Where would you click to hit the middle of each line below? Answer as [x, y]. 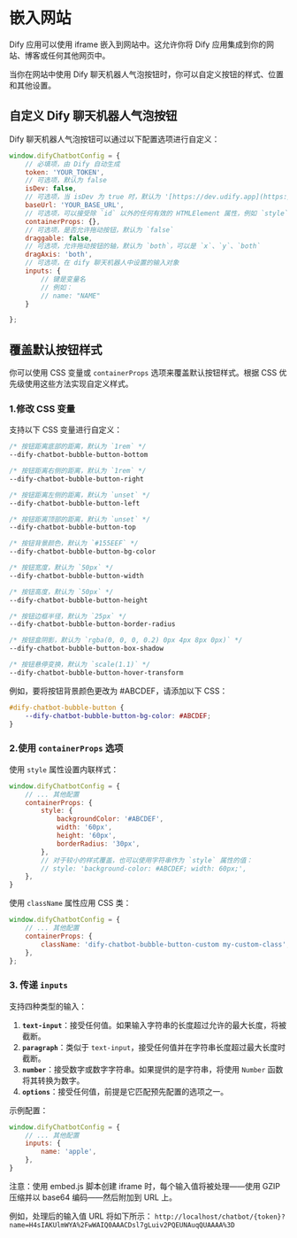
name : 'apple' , [69, 1152]
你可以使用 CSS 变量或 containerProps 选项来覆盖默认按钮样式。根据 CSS [143, 373]
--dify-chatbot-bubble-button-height [79, 600]
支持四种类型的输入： [48, 1006]
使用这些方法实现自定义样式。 [79, 384]
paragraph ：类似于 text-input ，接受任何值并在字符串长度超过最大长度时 [153, 1047]
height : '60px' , [86, 836]
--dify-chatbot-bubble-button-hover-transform [96, 673]
